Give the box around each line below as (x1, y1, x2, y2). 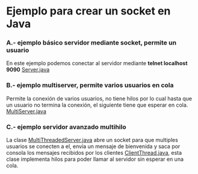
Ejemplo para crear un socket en (6, 4, 171, 18)
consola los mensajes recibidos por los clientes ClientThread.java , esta (6, 149, 182, 157)
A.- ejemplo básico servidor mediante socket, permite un (6, 39, 176, 47)
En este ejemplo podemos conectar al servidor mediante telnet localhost (6, 60, 188, 67)
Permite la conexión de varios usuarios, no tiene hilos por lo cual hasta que (6, 95, 193, 102)
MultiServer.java (6, 107, 47, 115)
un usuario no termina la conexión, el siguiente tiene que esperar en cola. (6, 101, 188, 108)
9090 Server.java (6, 66, 50, 73)
